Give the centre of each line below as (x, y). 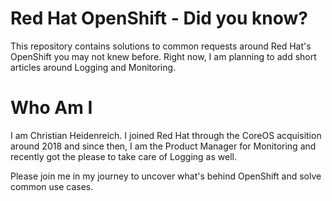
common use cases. (52, 186)
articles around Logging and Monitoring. (93, 67)
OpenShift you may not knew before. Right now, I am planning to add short (163, 56)
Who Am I (51, 108)
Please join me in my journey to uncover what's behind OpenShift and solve (166, 176)
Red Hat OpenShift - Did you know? (159, 18)
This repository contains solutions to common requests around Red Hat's (161, 46)
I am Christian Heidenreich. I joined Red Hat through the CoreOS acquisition (166, 135)
